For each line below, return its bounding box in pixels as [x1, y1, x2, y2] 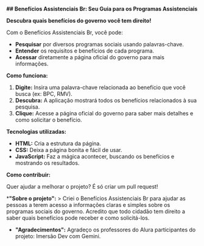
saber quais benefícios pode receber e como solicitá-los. [6, 214, 150, 222]
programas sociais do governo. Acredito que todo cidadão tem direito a [6, 208, 186, 215]
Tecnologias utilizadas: [6, 128, 67, 135]
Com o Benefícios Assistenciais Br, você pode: [6, 29, 124, 36]
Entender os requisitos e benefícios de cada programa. [15, 47, 154, 54]
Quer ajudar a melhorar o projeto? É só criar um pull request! [6, 183, 158, 190]
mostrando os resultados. [15, 159, 80, 167]
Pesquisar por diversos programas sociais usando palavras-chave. [15, 41, 184, 48]
